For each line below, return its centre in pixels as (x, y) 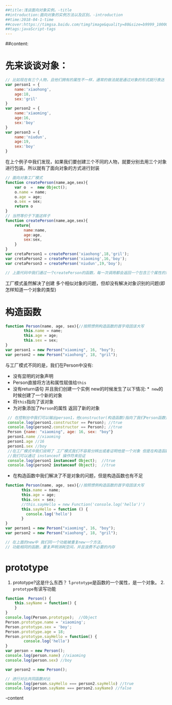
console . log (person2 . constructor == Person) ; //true (65, 427)
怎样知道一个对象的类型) (31, 289)
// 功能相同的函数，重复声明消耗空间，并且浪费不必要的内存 (60, 547)
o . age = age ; (28, 197)
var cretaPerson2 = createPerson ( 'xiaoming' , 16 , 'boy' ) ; (66, 259)
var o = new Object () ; (41, 187)
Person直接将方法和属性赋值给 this (49, 382)
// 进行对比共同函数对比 (28, 679)
